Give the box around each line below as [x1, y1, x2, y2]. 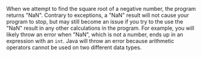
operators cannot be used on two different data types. [6, 44, 142, 51]
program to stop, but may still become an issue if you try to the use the [6, 18, 183, 25]
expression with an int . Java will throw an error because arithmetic [6, 38, 175, 44]
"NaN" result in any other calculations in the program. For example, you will [6, 24, 195, 32]
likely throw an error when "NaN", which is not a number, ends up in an [6, 31, 184, 38]
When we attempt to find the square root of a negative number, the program [6, 5, 196, 12]
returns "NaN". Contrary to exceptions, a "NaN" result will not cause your [6, 12, 189, 19]
